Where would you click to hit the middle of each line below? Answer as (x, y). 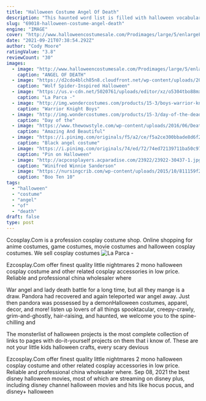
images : (16, 63)
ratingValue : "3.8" (31, 52)
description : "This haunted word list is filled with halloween (90, 18)
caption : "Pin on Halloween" (55, 154)
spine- (188, 316)
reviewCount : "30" (30, 58)
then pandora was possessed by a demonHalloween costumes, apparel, (97, 303)
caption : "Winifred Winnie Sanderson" (67, 166)
